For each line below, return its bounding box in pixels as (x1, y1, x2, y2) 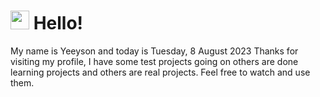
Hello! (33, 12, 84, 35)
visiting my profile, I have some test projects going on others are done (10, 55, 299, 67)
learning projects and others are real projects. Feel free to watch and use (10, 66, 311, 78)
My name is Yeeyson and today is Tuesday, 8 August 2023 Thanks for (10, 45, 299, 57)
